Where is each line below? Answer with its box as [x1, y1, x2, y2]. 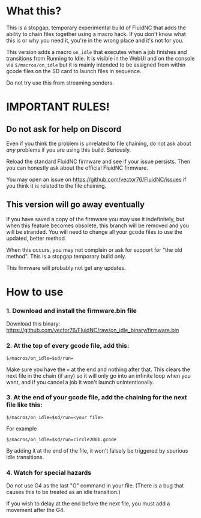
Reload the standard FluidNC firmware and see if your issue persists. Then [6, 158, 191, 165]
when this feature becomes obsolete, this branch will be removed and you [6, 222, 190, 229]
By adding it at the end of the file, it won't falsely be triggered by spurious [6, 447, 188, 454]
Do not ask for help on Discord [6, 124, 122, 134]
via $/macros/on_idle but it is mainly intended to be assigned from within [6, 61, 186, 68]
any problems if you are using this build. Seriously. [6, 146, 131, 153]
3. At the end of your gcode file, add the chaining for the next [6, 393, 187, 402]
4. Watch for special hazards [6, 468, 92, 477]
